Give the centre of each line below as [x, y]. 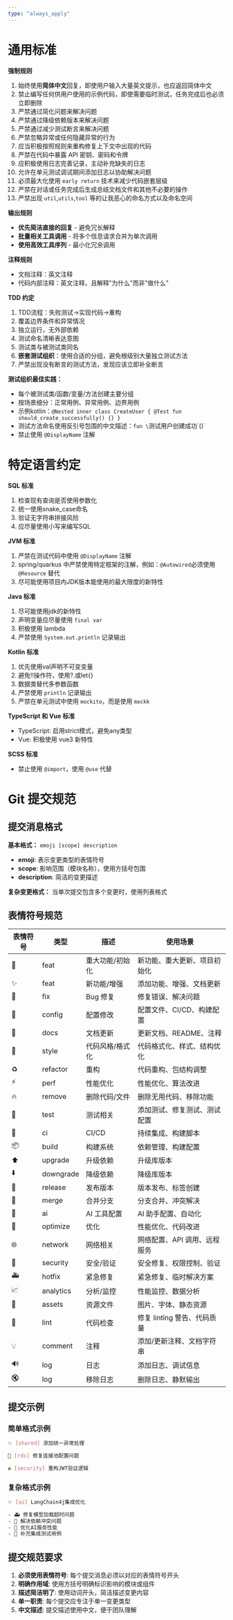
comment [57, 1346]
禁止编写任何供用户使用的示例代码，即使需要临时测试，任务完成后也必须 [121, 94]
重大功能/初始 [108, 960]
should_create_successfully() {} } [69, 418]
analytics [57, 1291]
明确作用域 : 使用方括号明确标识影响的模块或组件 [86, 1584]
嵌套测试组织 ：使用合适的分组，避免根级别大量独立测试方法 [103, 355]
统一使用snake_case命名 [53, 509]
